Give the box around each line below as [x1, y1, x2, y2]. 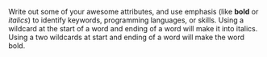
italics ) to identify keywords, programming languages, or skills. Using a [8, 15, 244, 25]
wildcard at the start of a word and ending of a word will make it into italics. [8, 24, 258, 33]
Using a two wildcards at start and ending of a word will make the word [8, 32, 244, 42]
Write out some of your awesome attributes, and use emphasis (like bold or [8, 7, 259, 16]
